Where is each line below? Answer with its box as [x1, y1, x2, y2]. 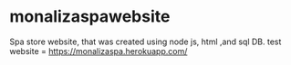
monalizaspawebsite [9, 6, 171, 27]
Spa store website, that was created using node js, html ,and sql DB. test [9, 36, 282, 47]
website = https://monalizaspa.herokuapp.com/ [9, 45, 188, 56]
